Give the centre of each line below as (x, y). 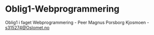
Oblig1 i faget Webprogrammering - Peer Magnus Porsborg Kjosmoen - (77, 22)
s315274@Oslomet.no (27, 27)
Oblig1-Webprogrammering (62, 9)
